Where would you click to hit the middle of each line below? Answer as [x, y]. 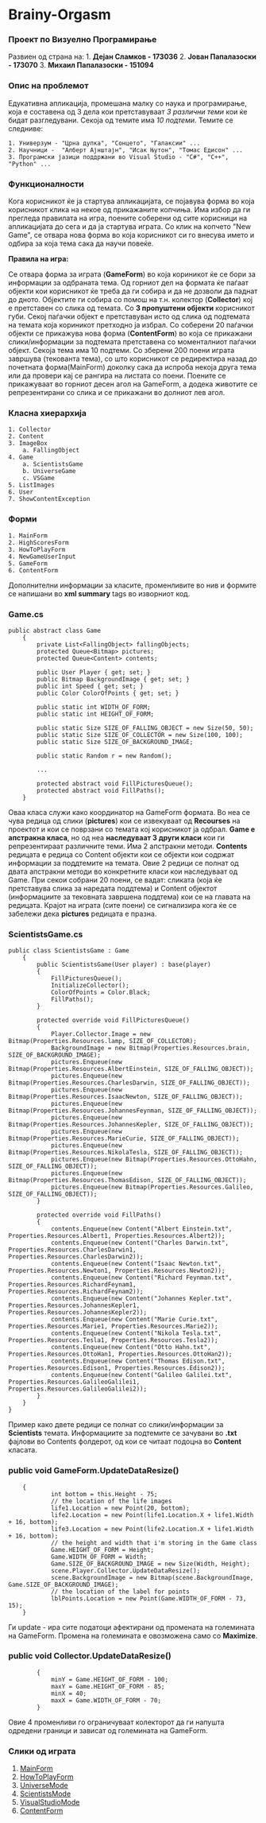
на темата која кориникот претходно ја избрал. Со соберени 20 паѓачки [131, 325]
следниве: [26, 128]
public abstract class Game [55, 630]
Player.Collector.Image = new [100, 1034]
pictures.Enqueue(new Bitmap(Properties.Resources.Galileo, [152, 1187]
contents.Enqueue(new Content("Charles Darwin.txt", [139, 1243]
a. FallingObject [51, 451]
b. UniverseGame [50, 471]
